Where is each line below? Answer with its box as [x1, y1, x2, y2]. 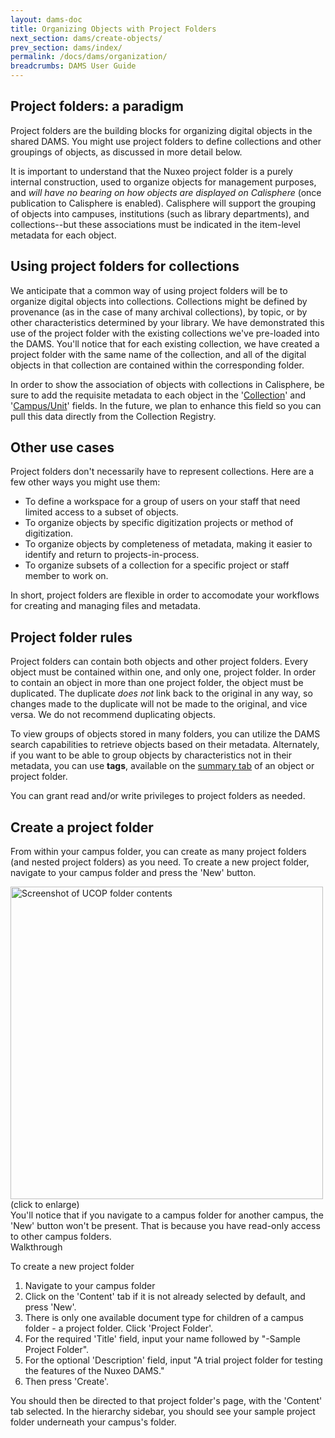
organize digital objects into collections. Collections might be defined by [10, 295, 308, 307]
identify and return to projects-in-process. [24, 549, 200, 561]
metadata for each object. [10, 229, 117, 241]
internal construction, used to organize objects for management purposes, [10, 176, 317, 188]
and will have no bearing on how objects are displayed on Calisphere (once [10, 186, 322, 198]
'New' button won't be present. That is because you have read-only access [10, 1220, 321, 1232]
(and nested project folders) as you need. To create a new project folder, [10, 856, 310, 868]
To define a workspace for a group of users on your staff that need [24, 496, 301, 508]
